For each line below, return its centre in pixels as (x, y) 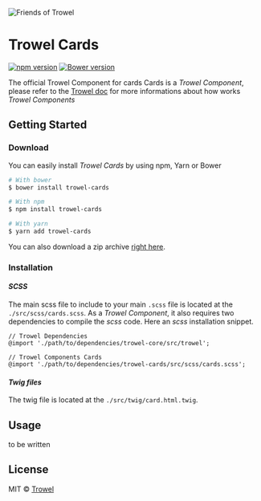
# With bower (30, 180)
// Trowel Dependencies (48, 336)
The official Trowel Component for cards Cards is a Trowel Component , (126, 82)
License (29, 470)
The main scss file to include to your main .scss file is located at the (120, 304)
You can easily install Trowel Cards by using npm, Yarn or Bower (115, 165)
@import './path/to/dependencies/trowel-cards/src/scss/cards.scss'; (127, 365)
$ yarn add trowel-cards (50, 231)
